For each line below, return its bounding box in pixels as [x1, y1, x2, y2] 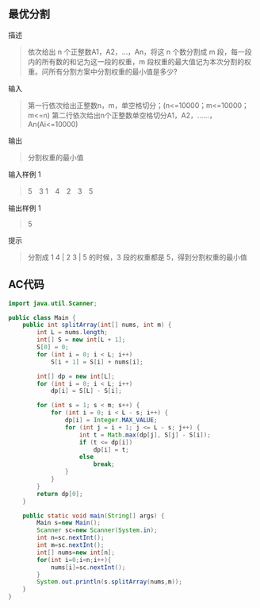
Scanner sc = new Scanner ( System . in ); [36, 526, 158, 534]
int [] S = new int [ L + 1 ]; [36, 336, 126, 344]
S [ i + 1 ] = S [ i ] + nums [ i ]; [50, 358, 144, 366]
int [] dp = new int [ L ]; [36, 372, 115, 380]
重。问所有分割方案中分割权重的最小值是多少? [27, 67, 178, 76]
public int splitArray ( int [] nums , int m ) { [22, 321, 172, 329]
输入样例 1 [8, 169, 41, 179]
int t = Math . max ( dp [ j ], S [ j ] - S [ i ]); [78, 431, 212, 439]
